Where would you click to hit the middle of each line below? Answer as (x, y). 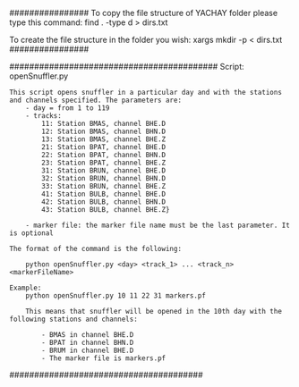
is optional (31, 233)
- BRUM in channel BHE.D (88, 350)
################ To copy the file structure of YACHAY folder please (144, 13)
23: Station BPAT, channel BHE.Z (104, 163)
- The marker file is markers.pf (104, 358)
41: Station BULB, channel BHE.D (104, 194)
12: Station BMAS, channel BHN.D (104, 131)
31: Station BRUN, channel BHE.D (104, 171)
